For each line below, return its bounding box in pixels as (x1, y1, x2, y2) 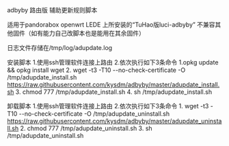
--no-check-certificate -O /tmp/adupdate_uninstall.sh (18, 110, 170, 118)
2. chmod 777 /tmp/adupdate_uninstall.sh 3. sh (20, 124, 152, 132)
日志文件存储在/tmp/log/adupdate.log (7, 44, 113, 51)
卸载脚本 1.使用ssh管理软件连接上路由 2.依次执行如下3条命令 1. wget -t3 (7, 102, 209, 110)
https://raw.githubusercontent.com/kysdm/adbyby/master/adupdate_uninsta (7, 117, 222, 125)
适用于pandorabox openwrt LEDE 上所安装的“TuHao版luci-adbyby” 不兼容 (7, 21, 215, 29)
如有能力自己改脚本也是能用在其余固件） (30, 29, 145, 37)
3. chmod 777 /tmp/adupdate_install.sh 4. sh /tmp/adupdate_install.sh (15, 88, 213, 96)
